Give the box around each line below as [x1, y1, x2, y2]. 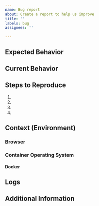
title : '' [5, 16, 25, 21]
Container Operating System [5, 151, 74, 158]
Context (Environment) [5, 124, 76, 132]
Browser [5, 138, 26, 145]
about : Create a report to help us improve [5, 12, 95, 17]
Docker [5, 163, 20, 169]
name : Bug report [5, 7, 40, 12]
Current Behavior [5, 64, 58, 72]
